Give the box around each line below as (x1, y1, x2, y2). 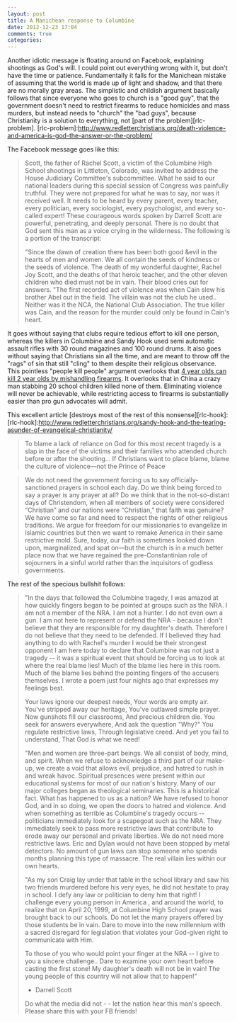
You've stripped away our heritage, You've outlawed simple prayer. (24, 705, 221, 714)
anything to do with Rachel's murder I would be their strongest (24, 639, 207, 647)
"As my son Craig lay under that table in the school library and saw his (24, 875, 229, 884)
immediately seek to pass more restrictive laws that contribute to (24, 824, 214, 833)
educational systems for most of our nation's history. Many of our (24, 779, 216, 788)
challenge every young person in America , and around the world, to (24, 898, 224, 907)
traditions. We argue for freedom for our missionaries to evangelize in (24, 521, 228, 530)
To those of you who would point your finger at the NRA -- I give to (24, 950, 220, 958)
